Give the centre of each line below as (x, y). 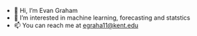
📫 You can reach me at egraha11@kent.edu (76, 25)
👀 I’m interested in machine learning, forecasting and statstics (102, 18)
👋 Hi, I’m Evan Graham (46, 11)
